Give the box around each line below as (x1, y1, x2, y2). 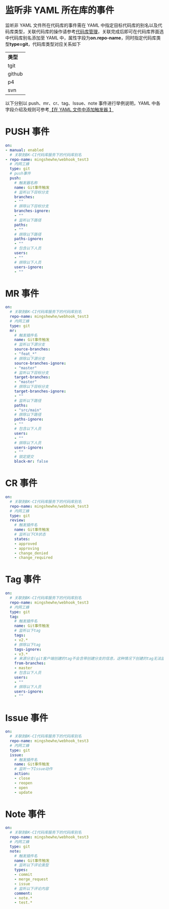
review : (10, 518, 26, 523)
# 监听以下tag (14, 628, 41, 633)
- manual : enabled (5, 147, 44, 152)
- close (14, 776, 30, 781)
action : (14, 771, 30, 776)
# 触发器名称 (14, 180, 38, 185)
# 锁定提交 (14, 454, 34, 459)
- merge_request (14, 877, 49, 882)
